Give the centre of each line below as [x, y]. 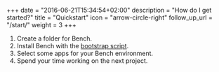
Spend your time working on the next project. [82, 61]
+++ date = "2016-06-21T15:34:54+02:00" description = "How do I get [109, 10]
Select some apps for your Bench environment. [85, 53]
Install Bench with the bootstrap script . [73, 46]
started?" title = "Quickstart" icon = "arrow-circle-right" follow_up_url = [110, 17]
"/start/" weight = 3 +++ [41, 25]
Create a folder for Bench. [54, 38]
